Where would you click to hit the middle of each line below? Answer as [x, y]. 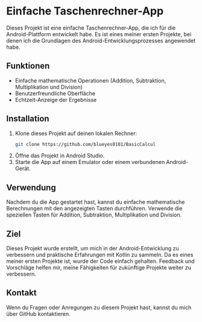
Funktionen [28, 66]
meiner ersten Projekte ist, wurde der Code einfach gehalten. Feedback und [100, 261]
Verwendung [31, 187]
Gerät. [23, 169]
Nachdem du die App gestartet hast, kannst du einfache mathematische [96, 202]
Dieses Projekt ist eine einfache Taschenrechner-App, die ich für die [91, 28]
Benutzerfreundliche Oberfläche [55, 93]
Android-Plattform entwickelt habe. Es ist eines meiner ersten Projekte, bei [99, 34]
